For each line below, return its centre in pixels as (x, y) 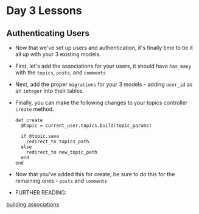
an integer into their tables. (50, 91)
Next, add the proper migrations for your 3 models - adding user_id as (104, 84)
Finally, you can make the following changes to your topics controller (101, 102)
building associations (33, 204)
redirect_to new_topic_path (62, 152)
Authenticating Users (48, 33)
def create (29, 120)
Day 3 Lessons (44, 11)
